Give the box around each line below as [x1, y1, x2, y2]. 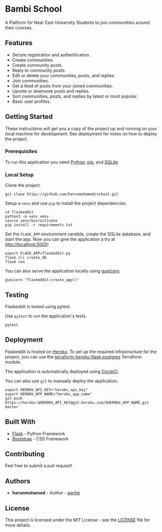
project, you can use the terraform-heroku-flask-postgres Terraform [5, 354, 142, 359]
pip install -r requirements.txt [5, 223, 73, 228]
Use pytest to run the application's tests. [5, 313, 87, 319]
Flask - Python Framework [12, 431, 66, 436]
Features [5, 39, 33, 47]
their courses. [5, 24, 33, 30]
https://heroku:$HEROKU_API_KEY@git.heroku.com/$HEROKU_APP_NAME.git [5, 400, 149, 405]
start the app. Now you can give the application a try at [5, 236, 115, 242]
